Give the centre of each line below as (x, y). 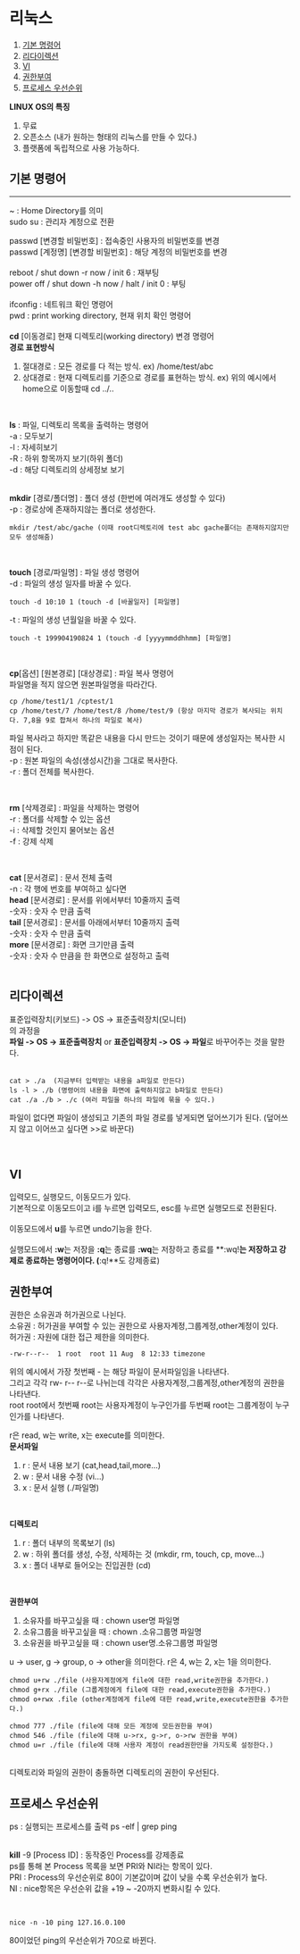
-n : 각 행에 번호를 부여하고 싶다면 (68, 889)
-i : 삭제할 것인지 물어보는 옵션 (62, 830)
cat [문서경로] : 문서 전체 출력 (61, 877)
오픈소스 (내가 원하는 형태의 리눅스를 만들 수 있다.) (110, 137)
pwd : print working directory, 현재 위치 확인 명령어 (100, 315)
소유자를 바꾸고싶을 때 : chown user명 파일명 (101, 1621)
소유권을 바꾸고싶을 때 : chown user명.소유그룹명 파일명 (120, 1643)
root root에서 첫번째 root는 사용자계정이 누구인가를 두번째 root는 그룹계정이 (142, 1405)
